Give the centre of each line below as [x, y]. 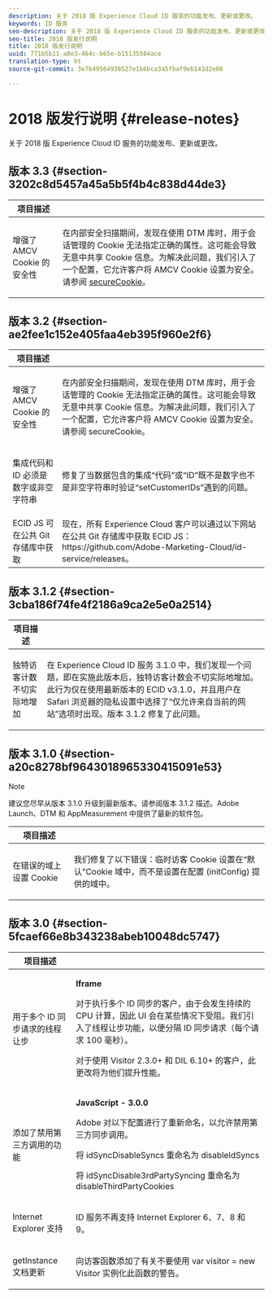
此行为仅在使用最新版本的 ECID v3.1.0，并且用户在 [144, 690]
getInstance [35, 1261]
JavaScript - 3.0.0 [112, 1103]
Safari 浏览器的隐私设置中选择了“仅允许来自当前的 [142, 702]
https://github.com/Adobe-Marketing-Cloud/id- [155, 547]
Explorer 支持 [38, 1228]
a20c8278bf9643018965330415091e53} [115, 767]
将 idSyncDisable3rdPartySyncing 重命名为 [158, 1175]
